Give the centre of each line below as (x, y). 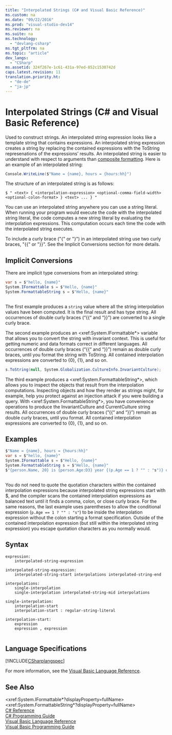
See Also (20, 687)
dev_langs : (17, 58)
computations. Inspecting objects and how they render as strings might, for (85, 390)
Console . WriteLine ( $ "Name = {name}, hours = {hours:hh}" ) (68, 174)
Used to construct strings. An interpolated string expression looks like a (81, 137)
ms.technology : (21, 39)
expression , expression (41, 628)
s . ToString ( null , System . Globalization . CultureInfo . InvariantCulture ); (83, 370)
